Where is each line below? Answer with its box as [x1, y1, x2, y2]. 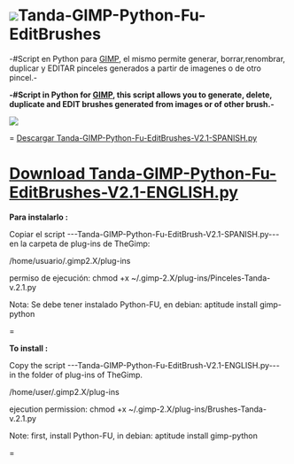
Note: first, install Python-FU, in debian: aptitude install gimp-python [9, 430, 259, 441]
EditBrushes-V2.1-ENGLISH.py [9, 182, 239, 203]
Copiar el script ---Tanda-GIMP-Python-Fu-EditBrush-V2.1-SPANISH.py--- [9, 228, 280, 239]
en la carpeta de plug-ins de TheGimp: [9, 238, 151, 249]
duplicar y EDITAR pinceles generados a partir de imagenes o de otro [9, 63, 261, 73]
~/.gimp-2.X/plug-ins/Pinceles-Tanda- [131, 272, 271, 283]
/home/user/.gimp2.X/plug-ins [9, 386, 120, 397]
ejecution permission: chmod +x [9, 404, 127, 414]
